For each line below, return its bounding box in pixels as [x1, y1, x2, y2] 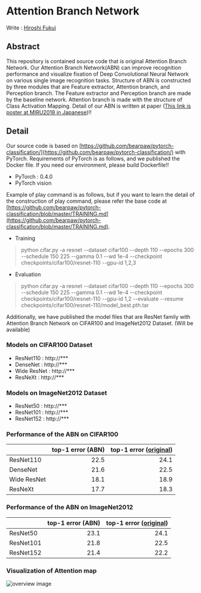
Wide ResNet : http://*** [14, 367, 75, 374]
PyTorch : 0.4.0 [14, 173, 53, 180]
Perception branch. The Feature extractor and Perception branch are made [6, 89, 191, 97]
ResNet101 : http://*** [14, 409, 68, 416]
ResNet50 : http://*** [14, 402, 67, 410]
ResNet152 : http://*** [14, 415, 70, 422]
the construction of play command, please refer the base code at [6, 197, 167, 204]
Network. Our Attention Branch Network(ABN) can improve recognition [6, 64, 182, 71]
